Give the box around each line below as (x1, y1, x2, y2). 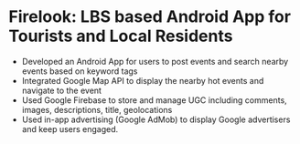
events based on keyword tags (21, 66, 138, 77)
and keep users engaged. (21, 123, 119, 134)
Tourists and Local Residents (8, 26, 233, 46)
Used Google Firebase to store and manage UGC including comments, (21, 94, 287, 106)
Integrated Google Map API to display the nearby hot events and (21, 75, 264, 86)
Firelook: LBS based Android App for (8, 6, 292, 27)
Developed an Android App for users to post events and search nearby (21, 56, 289, 67)
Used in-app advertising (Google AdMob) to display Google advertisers (21, 114, 291, 125)
